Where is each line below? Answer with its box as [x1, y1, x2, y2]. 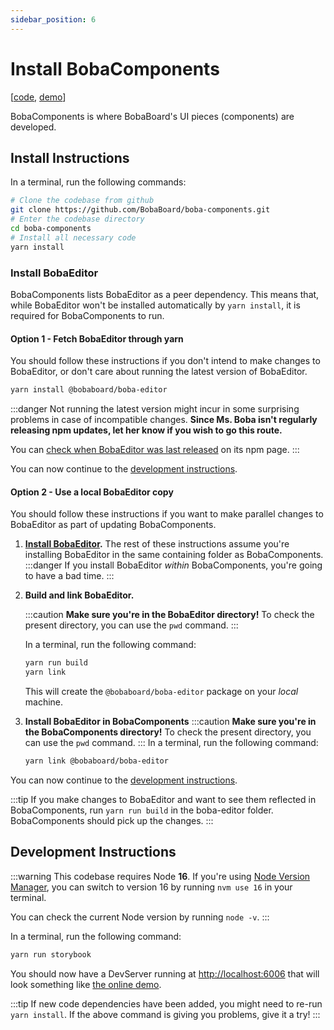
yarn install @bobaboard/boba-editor [10, 385, 168, 395]
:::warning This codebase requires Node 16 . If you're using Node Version [10, 870, 311, 882]
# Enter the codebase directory [10, 214, 145, 225]
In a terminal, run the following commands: [10, 176, 187, 188]
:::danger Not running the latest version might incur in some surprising [10, 403, 300, 415]
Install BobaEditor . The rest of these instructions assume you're [24, 538, 290, 550]
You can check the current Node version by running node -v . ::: [10, 911, 270, 923]
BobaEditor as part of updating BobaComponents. [10, 519, 217, 531]
